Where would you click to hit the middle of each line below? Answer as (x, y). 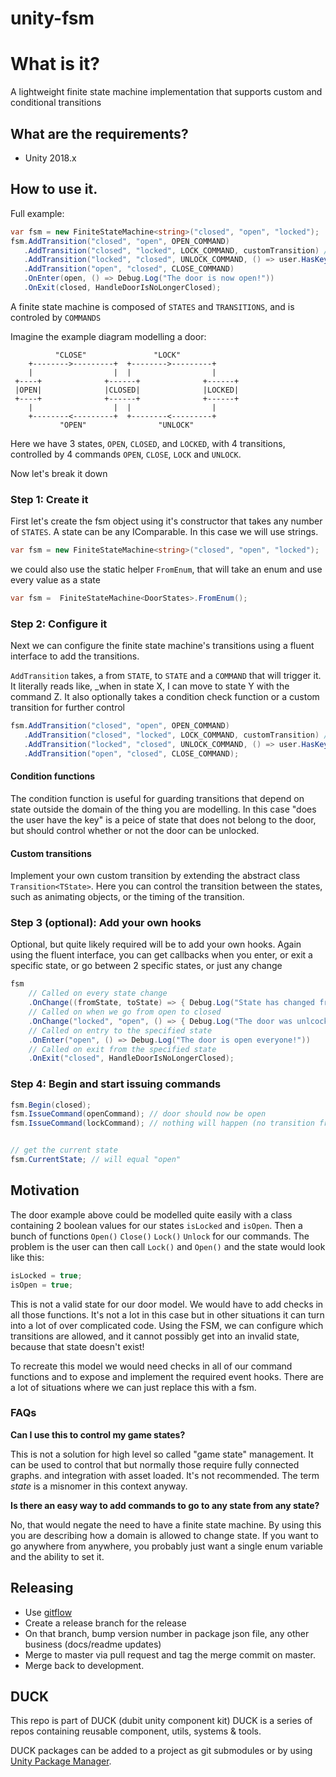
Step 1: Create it (49, 499)
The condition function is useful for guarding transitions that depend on (157, 798)
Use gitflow (48, 1612)
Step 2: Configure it (59, 624)
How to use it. (54, 189)
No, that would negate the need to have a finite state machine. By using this (166, 1524)
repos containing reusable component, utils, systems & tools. (136, 1731)
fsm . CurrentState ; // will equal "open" (96, 1160)
